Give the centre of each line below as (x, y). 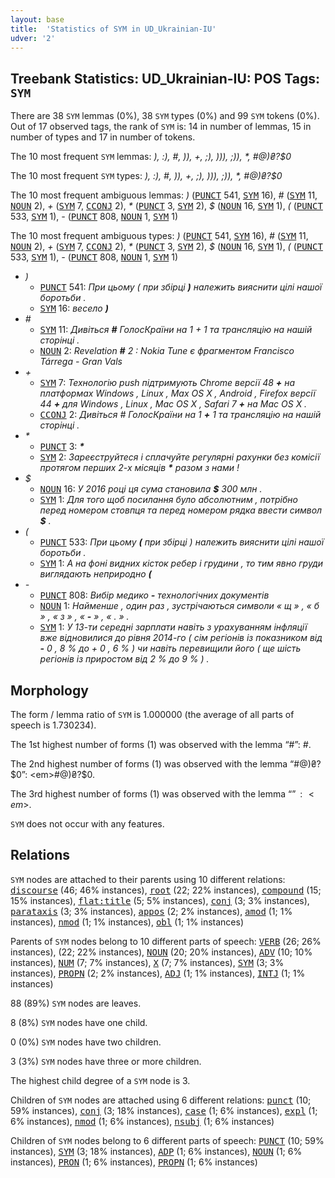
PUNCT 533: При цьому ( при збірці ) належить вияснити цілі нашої (182, 542)
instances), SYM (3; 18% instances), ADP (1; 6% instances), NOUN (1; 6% (156, 1151)
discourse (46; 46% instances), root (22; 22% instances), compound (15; (166, 890)
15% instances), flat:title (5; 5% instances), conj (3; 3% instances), (160, 900)
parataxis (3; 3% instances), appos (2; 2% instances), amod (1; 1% (151, 911)
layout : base (37, 19)
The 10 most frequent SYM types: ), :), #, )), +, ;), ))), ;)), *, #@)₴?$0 (146, 176)
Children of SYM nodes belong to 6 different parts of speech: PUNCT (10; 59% (167, 1140)
